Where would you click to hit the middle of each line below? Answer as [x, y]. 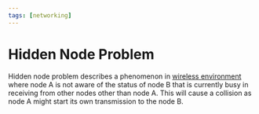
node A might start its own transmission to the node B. [96, 101]
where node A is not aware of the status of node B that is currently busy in [128, 84]
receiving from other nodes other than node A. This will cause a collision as [130, 93]
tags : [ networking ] [40, 15]
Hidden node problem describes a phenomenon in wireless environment [125, 76]
